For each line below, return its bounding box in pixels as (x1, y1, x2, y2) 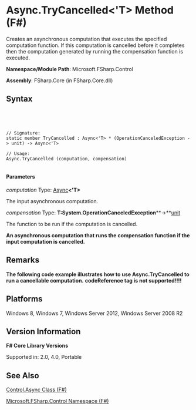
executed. (6, 54, 31, 61)
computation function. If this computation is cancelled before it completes (6, 42, 185, 49)
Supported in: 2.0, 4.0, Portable (6, 354, 82, 361)
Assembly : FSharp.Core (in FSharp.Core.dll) (6, 77, 113, 84)
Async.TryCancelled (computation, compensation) (6, 156, 127, 162)
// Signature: (6, 130, 41, 136)
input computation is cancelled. (6, 238, 85, 245)
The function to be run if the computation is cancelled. (6, 220, 138, 227)
